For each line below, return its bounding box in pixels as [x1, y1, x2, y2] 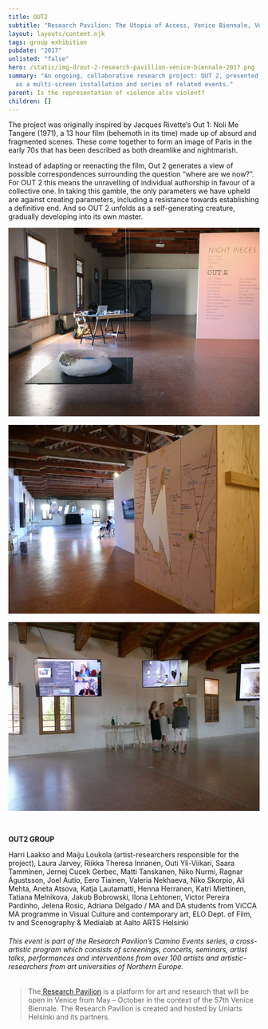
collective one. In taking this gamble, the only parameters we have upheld [8, 186, 250, 196]
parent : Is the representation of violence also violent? [8, 89, 205, 97]
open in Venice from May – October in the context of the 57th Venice [27, 995, 254, 1004]
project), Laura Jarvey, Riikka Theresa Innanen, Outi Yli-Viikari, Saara [8, 859, 235, 868]
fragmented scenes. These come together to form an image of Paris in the [8, 137, 253, 147]
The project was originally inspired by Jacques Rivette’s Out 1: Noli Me [8, 120, 239, 129]
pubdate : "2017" [8, 46, 62, 55]
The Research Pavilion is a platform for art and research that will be [27, 987, 250, 996]
